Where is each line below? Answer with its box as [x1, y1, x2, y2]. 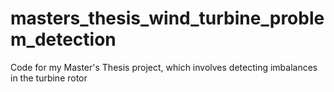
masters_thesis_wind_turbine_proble [10, 7, 325, 30]
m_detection [10, 28, 117, 51]
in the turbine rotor [10, 72, 88, 84]
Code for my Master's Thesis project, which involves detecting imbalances [10, 61, 318, 73]
